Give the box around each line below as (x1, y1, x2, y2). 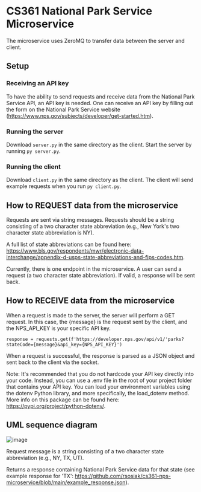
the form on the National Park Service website (6, 106, 120, 113)
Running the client (6, 162, 61, 170)
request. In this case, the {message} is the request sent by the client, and (6, 318, 188, 325)
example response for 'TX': (6, 472, 74, 479)
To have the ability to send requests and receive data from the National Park (6, 92, 195, 100)
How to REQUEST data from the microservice (6, 200, 179, 210)
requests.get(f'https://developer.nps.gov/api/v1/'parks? (36, 336, 185, 342)
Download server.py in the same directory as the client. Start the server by (6, 141, 192, 148)
